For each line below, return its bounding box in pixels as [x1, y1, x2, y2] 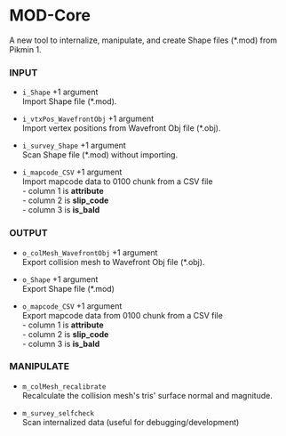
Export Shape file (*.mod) [21, 283, 115, 294]
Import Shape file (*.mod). [21, 96, 117, 107]
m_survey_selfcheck [21, 408, 95, 418]
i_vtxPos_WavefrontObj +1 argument [21, 113, 155, 125]
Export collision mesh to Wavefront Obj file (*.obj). [21, 256, 205, 267]
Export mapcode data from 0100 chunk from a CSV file [21, 310, 224, 320]
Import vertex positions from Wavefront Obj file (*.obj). [21, 123, 221, 133]
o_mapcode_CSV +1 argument [21, 300, 123, 311]
